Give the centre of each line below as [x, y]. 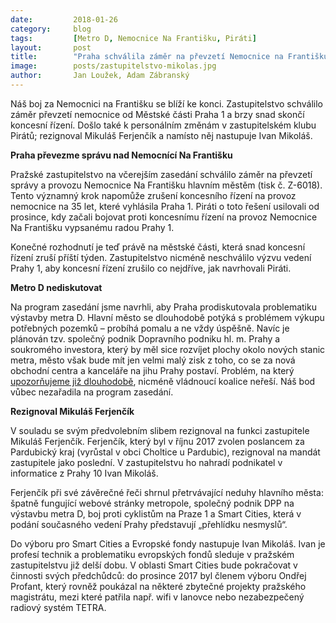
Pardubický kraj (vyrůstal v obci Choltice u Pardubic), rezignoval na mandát [165, 452]
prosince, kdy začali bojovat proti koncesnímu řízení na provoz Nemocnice [164, 217]
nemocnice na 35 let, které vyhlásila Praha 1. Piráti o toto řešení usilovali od [165, 206]
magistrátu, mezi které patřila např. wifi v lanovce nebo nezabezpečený [157, 597]
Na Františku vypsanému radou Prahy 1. [92, 227]
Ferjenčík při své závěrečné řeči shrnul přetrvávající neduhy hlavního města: [167, 492]
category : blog [51, 29]
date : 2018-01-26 [64, 19]
